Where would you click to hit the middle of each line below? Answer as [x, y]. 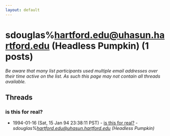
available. [16, 81]
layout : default [22, 10]
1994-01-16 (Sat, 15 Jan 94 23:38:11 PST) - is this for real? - [75, 123]
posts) [19, 57]
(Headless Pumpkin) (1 [100, 46]
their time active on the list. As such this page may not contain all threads [83, 76]
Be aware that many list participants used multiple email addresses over [82, 71]
